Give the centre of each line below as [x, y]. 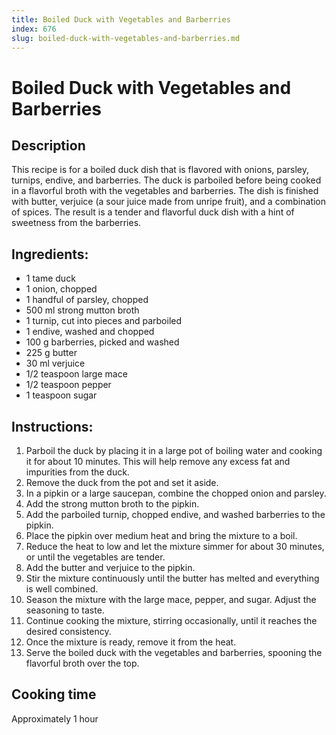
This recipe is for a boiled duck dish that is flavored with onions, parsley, [160, 170]
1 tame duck [50, 278]
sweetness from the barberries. [76, 223]
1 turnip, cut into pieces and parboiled [104, 321]
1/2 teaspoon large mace [76, 374]
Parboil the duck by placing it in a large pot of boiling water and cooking [174, 450]
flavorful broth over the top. [82, 663]
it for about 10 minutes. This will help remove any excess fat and [158, 461]
